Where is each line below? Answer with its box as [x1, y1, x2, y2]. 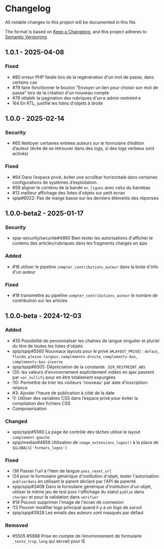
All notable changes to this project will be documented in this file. [5, 19, 137, 25]
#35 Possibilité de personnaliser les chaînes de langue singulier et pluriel [12, 337, 160, 344]
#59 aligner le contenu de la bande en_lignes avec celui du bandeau [12, 185, 151, 191]
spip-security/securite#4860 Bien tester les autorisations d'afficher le [12, 235, 153, 241]
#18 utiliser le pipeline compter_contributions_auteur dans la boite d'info [12, 264, 159, 270]
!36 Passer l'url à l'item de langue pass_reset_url [12, 468, 112, 474]
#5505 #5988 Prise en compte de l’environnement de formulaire [12, 533, 142, 539]
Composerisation [12, 406, 47, 412]
